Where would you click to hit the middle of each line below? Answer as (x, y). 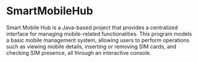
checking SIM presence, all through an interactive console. (79, 52)
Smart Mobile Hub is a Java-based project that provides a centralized (92, 27)
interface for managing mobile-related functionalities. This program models (99, 33)
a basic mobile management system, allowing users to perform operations (98, 40)
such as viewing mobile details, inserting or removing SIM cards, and (91, 46)
